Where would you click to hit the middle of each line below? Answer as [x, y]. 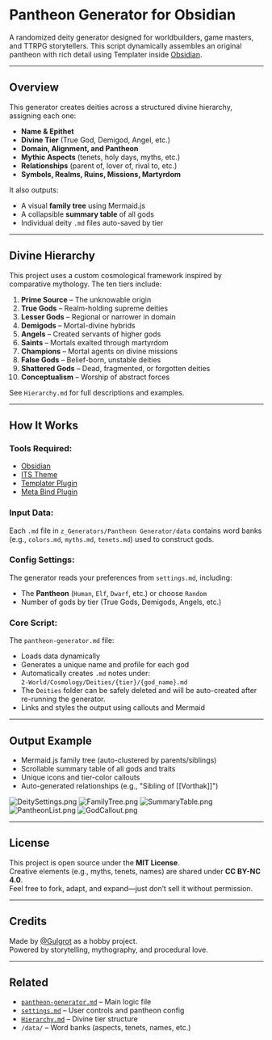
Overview [34, 88]
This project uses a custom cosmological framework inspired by [116, 275]
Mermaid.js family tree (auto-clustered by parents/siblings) [119, 760]
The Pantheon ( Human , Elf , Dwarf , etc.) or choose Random [114, 593]
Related [29, 982]
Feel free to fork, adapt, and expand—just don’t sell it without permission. [131, 888]
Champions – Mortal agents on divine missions [99, 351]
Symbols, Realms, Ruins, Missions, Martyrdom [100, 174]
